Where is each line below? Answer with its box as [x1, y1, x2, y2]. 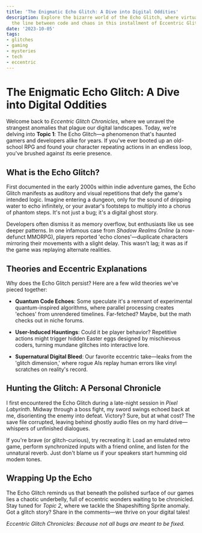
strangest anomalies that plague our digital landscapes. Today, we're [6, 124, 177, 131]
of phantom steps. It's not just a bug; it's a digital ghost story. [6, 209, 158, 216]
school [6, 143, 23, 151]
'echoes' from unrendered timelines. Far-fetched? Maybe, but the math [14, 311, 191, 318]
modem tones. [6, 455, 42, 463]
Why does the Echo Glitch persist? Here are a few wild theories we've [6, 279, 179, 287]
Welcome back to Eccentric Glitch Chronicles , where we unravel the [6, 118, 174, 125]
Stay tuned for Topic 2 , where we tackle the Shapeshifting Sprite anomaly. [6, 502, 190, 509]
